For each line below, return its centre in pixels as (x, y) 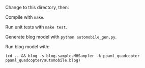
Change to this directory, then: (37, 7)
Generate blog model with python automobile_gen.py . (61, 37)
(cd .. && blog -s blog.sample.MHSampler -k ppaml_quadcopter (72, 56)
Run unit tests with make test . (36, 27)
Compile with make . (25, 17)
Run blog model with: (27, 47)
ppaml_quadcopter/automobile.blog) (43, 60)
